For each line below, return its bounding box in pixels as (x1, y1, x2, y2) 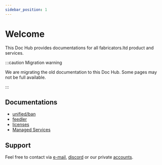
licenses (12, 122, 30, 128)
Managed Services (12, 127, 51, 133)
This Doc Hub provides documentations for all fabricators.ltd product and (5, 45, 154, 51)
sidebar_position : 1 (5, 7, 48, 12)
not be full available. (5, 74, 46, 80)
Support (5, 141, 31, 149)
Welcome (5, 28, 45, 39)
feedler (12, 116, 27, 122)
